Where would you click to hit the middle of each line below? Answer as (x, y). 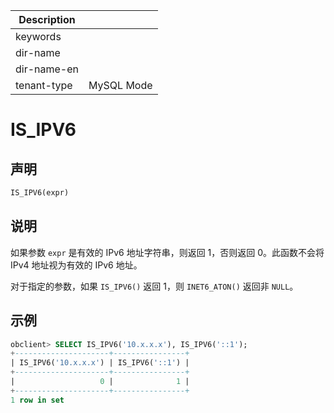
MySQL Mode (120, 85)
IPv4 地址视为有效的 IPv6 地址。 (76, 265)
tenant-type (44, 85)
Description (47, 19)
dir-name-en (47, 69)
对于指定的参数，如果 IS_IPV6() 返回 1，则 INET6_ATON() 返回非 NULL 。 (154, 286)
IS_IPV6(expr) (40, 193)
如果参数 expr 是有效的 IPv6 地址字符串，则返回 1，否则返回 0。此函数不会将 (167, 252)
